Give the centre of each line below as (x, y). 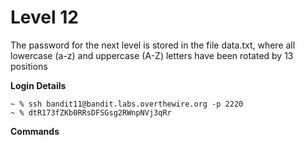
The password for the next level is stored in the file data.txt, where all (153, 45)
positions (29, 66)
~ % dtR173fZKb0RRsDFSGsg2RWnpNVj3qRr (91, 112)
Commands (35, 131)
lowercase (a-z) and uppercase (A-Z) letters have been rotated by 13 (152, 55)
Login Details (38, 85)
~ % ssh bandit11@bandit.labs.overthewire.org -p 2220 (127, 104)
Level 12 (44, 17)
